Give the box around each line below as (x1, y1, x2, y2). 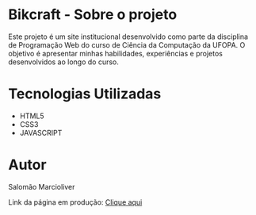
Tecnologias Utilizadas (8, 85, 162, 103)
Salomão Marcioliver (8, 182, 75, 191)
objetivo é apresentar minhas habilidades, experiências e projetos (8, 48, 224, 58)
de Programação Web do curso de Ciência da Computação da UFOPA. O (8, 40, 246, 49)
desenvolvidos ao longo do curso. (8, 57, 119, 67)
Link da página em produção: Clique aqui (8, 197, 143, 207)
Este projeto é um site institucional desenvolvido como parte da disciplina (8, 32, 248, 41)
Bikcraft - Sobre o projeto (8, 6, 178, 24)
